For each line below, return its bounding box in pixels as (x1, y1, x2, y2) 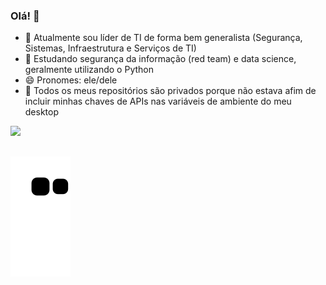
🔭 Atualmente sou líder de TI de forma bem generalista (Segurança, (24, 32, 303, 44)
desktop (24, 106, 60, 118)
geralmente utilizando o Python (24, 64, 154, 76)
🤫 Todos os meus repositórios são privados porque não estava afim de (24, 85, 317, 97)
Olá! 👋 (10, 9, 40, 23)
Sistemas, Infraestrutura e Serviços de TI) (24, 42, 197, 54)
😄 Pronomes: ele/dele (24, 74, 118, 86)
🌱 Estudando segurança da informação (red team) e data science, (24, 53, 297, 65)
